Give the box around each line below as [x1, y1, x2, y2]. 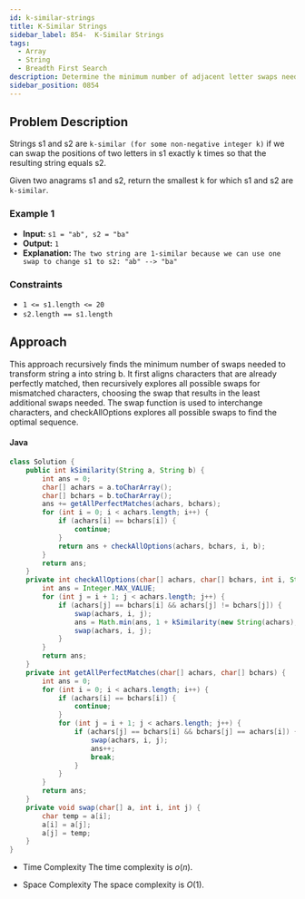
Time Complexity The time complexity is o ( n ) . [22, 862, 193, 873]
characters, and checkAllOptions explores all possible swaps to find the [9, 406, 277, 417]
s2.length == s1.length [22, 310, 113, 319]
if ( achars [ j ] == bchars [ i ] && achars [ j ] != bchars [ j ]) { [57, 601, 282, 610]
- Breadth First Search [17, 64, 107, 73]
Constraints [9, 278, 64, 290]
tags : [9, 38, 30, 48]
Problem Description [9, 114, 129, 130]
